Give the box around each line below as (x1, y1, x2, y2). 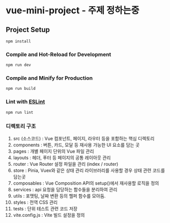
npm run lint (6, 110, 34, 115)
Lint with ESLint (6, 98, 45, 105)
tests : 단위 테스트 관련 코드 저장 (13, 205, 78, 212)
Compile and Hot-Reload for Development (6, 51, 111, 58)
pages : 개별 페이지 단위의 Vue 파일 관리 (13, 148, 94, 154)
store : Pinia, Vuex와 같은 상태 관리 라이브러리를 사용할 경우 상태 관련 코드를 (13, 167, 165, 174)
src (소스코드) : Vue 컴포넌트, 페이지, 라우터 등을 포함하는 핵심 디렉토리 (13, 135, 155, 141)
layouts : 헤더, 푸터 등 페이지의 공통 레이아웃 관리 (13, 154, 111, 161)
